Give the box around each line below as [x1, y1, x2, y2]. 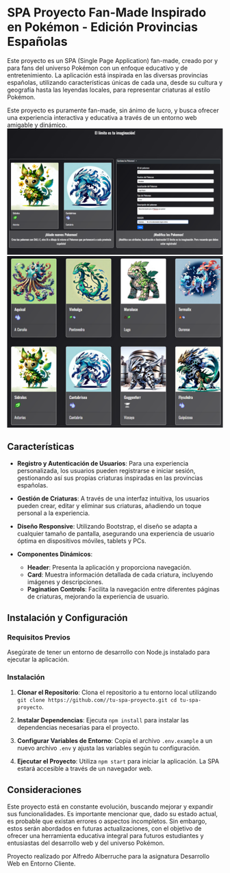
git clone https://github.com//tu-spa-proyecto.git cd [16, 696, 177, 703]
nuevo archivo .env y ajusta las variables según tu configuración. [16, 744, 201, 752]
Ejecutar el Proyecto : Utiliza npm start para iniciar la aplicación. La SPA [16, 757, 220, 765]
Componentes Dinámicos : [16, 550, 93, 558]
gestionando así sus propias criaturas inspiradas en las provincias [16, 474, 203, 482]
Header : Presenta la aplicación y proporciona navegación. [27, 563, 192, 571]
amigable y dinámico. [7, 121, 68, 129]
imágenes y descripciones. [27, 577, 104, 586]
